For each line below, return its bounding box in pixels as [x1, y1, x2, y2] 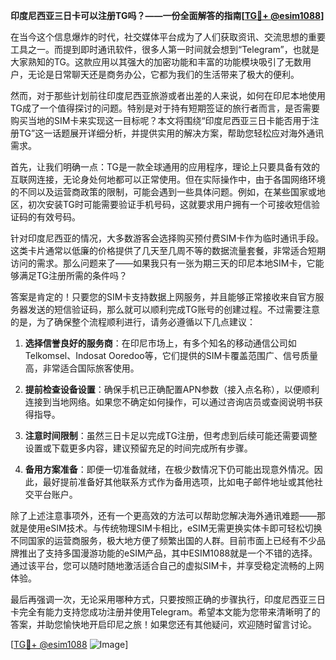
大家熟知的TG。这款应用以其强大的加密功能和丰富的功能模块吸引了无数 [10, 56, 303, 68]
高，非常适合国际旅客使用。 [24, 362, 140, 374]
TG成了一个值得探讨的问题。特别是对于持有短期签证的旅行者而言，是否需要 [10, 102, 321, 114]
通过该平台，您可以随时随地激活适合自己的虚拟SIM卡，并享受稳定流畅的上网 [10, 560, 325, 571]
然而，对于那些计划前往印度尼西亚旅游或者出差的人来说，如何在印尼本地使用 [10, 90, 326, 101]
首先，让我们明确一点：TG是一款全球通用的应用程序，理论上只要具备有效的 [10, 161, 321, 173]
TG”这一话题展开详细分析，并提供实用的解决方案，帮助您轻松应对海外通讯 [18, 127, 325, 139]
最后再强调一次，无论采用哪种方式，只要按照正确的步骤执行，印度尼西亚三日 [10, 594, 326, 605]
